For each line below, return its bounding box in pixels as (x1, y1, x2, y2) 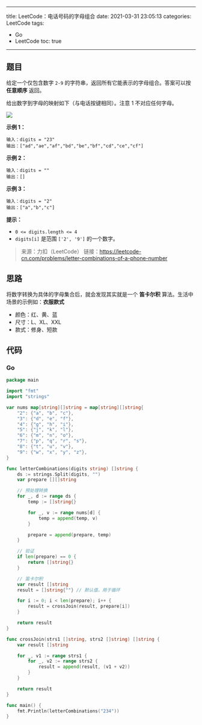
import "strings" (6, 394, 50, 400)
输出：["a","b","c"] (6, 204, 55, 210)
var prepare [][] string (17, 477, 77, 483)
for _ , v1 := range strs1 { (17, 653, 87, 659)
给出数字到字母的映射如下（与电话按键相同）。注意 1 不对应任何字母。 (6, 99, 177, 106)
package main (6, 377, 39, 384)
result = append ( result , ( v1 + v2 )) (38, 664, 130, 670)
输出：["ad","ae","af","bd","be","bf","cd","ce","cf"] (6, 142, 144, 149)
